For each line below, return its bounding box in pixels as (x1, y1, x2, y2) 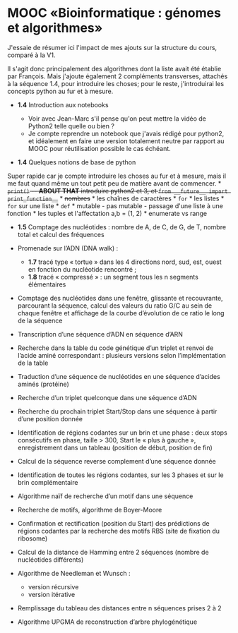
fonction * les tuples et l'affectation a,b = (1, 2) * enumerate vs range (7, 209, 207, 217)
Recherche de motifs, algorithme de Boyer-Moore (17, 505, 162, 514)
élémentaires (28, 280, 66, 289)
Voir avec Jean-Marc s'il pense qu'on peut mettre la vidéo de (28, 114, 206, 123)
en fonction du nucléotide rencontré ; (28, 265, 136, 273)
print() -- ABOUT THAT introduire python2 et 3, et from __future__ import (7, 186, 228, 195)
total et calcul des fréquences (17, 230, 105, 239)
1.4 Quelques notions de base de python (17, 157, 136, 167)
